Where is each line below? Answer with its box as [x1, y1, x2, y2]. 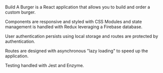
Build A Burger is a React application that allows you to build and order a [5, 4, 150, 10]
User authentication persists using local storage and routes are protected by [5, 34, 159, 39]
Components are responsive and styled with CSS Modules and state [5, 19, 143, 24]
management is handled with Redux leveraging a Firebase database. [5, 24, 143, 30]
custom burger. [5, 9, 36, 15]
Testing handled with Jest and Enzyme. [5, 63, 84, 68]
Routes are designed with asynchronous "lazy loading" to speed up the [5, 48, 148, 54]
